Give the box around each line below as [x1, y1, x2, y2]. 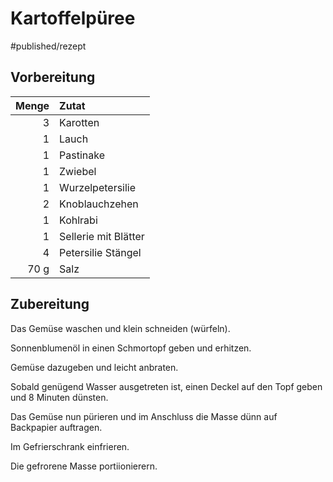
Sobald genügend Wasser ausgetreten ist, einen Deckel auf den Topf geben [10, 380, 323, 392]
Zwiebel [59, 164, 97, 178]
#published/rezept [10, 40, 87, 52]
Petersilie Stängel [59, 245, 142, 259]
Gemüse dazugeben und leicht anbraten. [10, 361, 179, 373]
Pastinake [59, 148, 105, 162]
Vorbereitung [10, 69, 96, 86]
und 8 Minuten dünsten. [10, 391, 109, 403]
